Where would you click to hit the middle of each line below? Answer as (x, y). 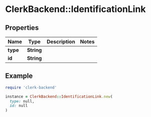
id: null (19, 106)
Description (61, 42)
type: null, (22, 101)
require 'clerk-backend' (31, 87)
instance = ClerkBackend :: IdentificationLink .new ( (59, 96)
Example (19, 76)
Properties (22, 28)
